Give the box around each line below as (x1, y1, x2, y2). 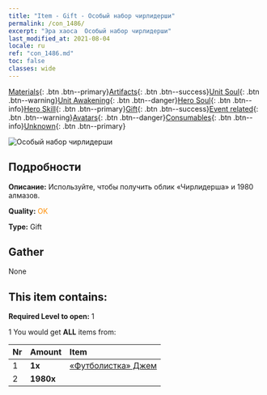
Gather (8, 244, 44, 259)
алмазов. (8, 190, 40, 200)
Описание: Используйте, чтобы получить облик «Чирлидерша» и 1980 (8, 181, 254, 191)
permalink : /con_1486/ (8, 19, 85, 28)
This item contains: (8, 290, 108, 304)
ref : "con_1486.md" (8, 49, 74, 57)
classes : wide (8, 65, 57, 73)
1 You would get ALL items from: (8, 327, 117, 337)
